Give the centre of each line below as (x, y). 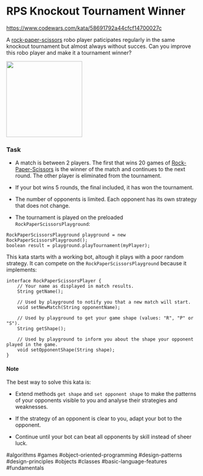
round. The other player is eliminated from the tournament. (88, 176)
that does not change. (42, 206)
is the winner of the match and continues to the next (120, 169)
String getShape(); (42, 329)
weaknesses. (32, 407)
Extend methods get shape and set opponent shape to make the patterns (106, 394)
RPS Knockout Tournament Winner (96, 11)
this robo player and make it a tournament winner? (69, 52)
